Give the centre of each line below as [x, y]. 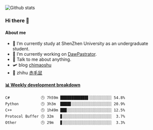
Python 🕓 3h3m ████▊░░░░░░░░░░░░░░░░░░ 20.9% [65, 104]
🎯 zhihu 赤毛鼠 [27, 73]
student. [21, 49]
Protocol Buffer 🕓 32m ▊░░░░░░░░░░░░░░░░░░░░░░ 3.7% [65, 117]
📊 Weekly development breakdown [43, 85]
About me [16, 32]
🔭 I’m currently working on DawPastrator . [55, 54]
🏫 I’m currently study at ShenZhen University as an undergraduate [80, 44]
